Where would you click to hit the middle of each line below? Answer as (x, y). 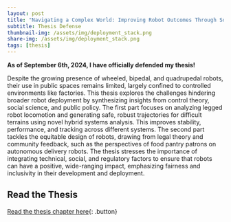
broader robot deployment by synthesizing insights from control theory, (108, 100)
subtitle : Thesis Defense (44, 26)
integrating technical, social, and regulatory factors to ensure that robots (110, 158)
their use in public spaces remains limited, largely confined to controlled (109, 86)
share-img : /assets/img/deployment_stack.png (73, 39)
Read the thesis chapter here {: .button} (63, 211)
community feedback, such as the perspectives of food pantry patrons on (112, 144)
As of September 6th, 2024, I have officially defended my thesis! (101, 65)
